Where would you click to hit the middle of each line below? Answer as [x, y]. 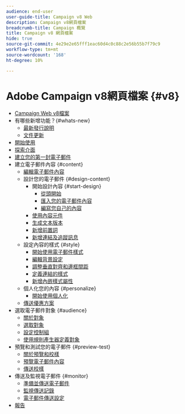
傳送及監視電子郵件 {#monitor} [51, 376]
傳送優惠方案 [39, 303]
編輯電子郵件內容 [44, 172]
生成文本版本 [47, 223]
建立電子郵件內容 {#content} [49, 165]
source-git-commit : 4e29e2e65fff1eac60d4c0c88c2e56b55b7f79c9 [83, 44]
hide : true [19, 39]
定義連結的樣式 [50, 274]
